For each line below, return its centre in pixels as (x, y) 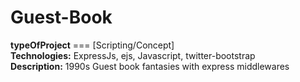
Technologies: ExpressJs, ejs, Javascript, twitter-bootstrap (133, 55)
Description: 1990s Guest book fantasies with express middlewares (150, 66)
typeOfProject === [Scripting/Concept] (92, 45)
